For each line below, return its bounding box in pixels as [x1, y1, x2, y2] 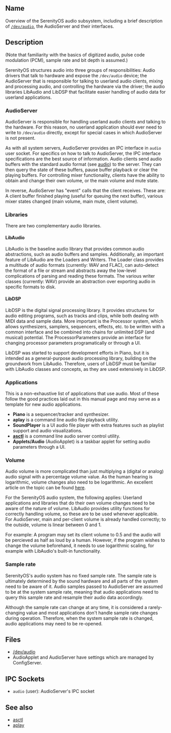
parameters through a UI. [12, 444, 66, 450]
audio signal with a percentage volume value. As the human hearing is [5, 474, 153, 480]
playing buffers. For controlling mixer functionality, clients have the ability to [5, 172, 165, 178]
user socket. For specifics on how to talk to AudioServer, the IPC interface [5, 150, 161, 156]
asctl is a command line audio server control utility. [12, 433, 120, 439]
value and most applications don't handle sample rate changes [26, 610, 158, 616]
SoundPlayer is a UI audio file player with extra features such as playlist [12, 422, 164, 428]
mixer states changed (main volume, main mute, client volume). [5, 198, 139, 204]
